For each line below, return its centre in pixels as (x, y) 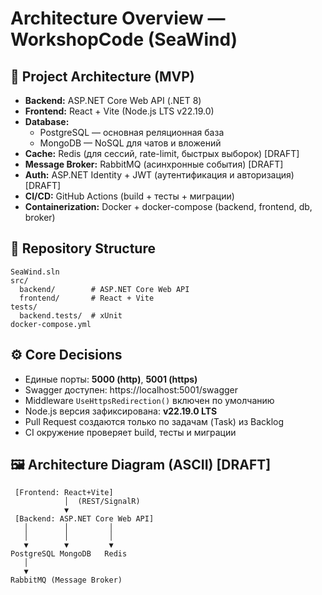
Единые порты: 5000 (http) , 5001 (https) (111, 379)
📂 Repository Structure (83, 248)
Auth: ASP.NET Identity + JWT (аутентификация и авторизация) (159, 175)
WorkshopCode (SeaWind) (124, 39)
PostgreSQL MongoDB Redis (69, 554)
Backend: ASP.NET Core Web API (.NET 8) (113, 100)
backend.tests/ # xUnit (71, 315)
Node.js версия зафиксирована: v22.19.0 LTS (121, 411)
